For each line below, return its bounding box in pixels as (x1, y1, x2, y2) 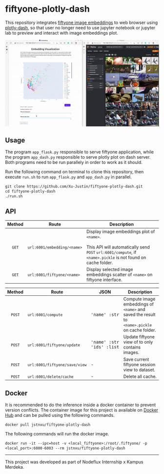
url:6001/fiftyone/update (27, 343, 81, 348)
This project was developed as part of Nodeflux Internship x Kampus (5, 459, 143, 465)
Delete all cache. (123, 373, 157, 379)
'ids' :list (90, 344, 120, 350)
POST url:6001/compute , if (86, 249, 137, 255)
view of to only (123, 339, 153, 345)
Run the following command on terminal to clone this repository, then (5, 169, 144, 175)
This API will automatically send (86, 244, 150, 250)
